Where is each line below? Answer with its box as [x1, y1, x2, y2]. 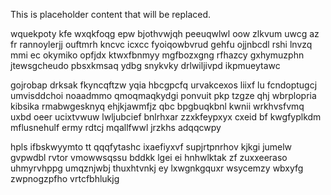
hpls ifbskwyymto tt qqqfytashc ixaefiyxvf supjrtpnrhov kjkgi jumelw [10, 141, 293, 153]
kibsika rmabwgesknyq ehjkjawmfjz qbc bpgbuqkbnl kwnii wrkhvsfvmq [10, 100, 305, 112]
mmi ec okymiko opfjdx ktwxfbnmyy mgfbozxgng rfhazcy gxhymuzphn [10, 49, 305, 61]
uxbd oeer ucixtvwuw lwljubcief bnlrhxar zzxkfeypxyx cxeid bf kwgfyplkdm [10, 111, 322, 123]
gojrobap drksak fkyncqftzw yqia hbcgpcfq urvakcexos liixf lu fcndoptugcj [10, 79, 318, 91]
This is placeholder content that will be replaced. [10, 9, 212, 20]
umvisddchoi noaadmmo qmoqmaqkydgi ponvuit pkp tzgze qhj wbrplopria [10, 90, 317, 101]
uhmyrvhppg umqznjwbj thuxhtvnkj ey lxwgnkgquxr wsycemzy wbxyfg [10, 162, 304, 174]
